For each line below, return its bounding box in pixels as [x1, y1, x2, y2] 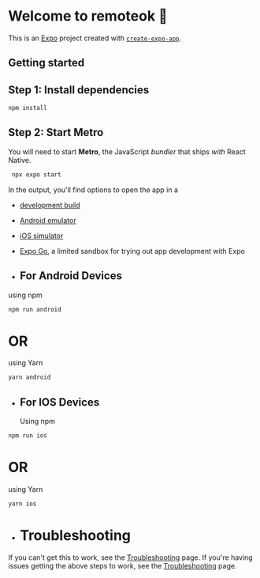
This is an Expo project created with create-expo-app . [8, 33, 182, 43]
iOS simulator [19, 231, 64, 240]
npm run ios [8, 432, 47, 440]
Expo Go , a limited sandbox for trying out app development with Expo [19, 246, 246, 255]
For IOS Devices [19, 395, 100, 409]
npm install [8, 104, 47, 112]
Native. [8, 155, 32, 164]
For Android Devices [19, 269, 122, 283]
